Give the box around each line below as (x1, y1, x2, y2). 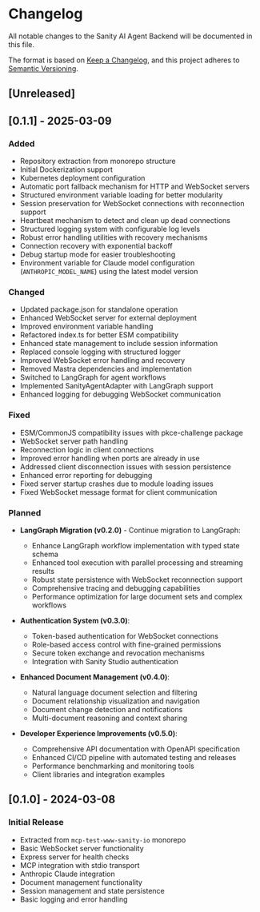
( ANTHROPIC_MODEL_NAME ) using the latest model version (19, 267, 198, 277)
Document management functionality (19, 877, 142, 887)
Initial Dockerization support (19, 165, 114, 174)
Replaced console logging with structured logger (19, 347, 182, 356)
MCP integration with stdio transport (19, 860, 140, 870)
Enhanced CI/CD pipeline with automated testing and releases (31, 752, 237, 762)
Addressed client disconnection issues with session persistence (19, 461, 232, 472)
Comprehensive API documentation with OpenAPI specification (31, 744, 241, 754)
